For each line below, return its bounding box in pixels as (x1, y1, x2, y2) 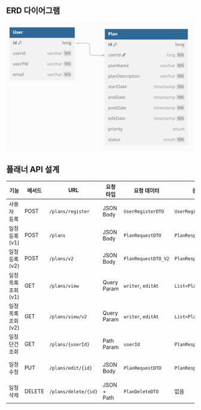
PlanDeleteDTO (123, 388, 159, 394)
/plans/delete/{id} (49, 388, 98, 394)
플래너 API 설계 (6, 164, 60, 174)
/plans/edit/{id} (49, 365, 93, 372)
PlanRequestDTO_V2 (123, 256, 169, 262)
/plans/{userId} (49, 341, 90, 348)
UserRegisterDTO (123, 209, 165, 215)
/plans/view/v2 (49, 313, 87, 319)
